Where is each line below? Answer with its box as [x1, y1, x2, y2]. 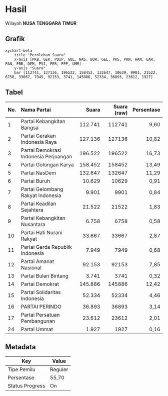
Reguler [49, 366, 68, 373]
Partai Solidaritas [20, 288, 61, 295]
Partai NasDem [20, 169, 56, 176]
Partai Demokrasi [20, 147, 61, 154]
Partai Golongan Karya [20, 161, 74, 168]
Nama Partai [20, 106, 51, 113]
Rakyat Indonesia [20, 192, 61, 199]
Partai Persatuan [20, 311, 60, 318]
